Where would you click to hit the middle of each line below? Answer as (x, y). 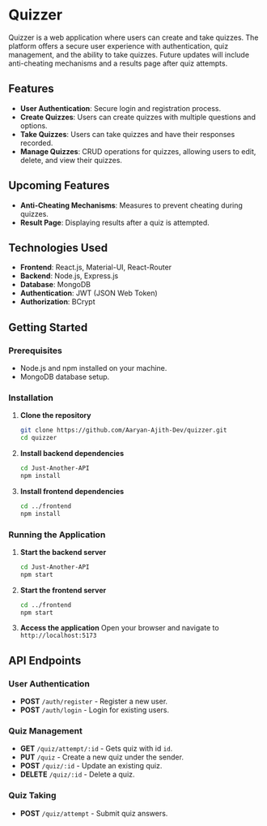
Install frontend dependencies (72, 491)
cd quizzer (38, 438)
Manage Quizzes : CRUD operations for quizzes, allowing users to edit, (138, 151)
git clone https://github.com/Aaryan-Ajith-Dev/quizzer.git (123, 430)
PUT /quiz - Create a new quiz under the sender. (102, 757)
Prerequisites (35, 351)
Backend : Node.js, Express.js (69, 276)
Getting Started (48, 327)
